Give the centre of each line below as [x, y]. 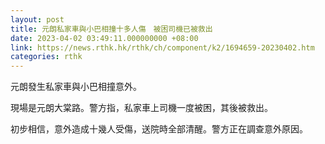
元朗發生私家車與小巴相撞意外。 [76, 87]
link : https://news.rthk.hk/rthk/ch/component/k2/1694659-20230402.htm [162, 47]
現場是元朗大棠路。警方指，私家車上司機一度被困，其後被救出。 [141, 108]
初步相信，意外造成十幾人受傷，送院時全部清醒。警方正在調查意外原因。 [159, 129]
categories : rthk [46, 57]
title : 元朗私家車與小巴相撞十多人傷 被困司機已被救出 [111, 29]
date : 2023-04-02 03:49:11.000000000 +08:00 [104, 38]
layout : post [37, 19]
